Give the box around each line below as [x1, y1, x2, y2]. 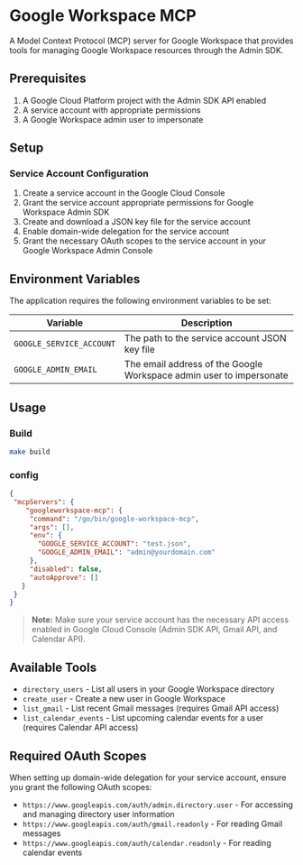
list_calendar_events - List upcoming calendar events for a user [22, 713, 264, 723]
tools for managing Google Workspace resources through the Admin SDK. [9, 44, 284, 55]
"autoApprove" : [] [29, 573, 99, 582]
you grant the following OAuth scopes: [9, 781, 152, 792]
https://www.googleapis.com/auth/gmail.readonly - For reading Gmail [22, 818, 283, 829]
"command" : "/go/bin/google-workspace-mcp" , [29, 514, 200, 523]
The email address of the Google [124, 358, 263, 371]
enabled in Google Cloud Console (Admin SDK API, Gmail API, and [31, 624, 278, 635]
